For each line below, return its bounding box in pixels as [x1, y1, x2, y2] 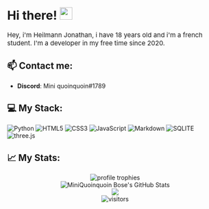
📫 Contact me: [7, 60, 73, 72]
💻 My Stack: [7, 103, 63, 114]
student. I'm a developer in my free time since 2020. [7, 38, 166, 47]
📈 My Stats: [7, 151, 60, 164]
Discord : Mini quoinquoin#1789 [16, 82, 106, 90]
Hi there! [7, 8, 58, 23]
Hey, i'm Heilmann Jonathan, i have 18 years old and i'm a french [7, 30, 204, 39]
